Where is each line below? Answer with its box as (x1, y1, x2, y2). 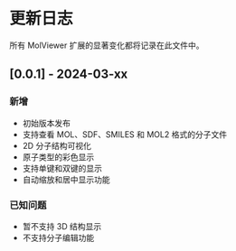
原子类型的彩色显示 (22, 151, 95, 163)
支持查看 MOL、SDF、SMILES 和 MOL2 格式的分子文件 (22, 128, 228, 140)
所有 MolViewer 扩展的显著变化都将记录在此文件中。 (9, 40, 204, 51)
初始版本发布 (22, 117, 71, 128)
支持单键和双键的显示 (22, 163, 102, 173)
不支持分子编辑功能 (22, 232, 95, 243)
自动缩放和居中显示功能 (22, 173, 110, 185)
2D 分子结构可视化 (22, 140, 92, 151)
